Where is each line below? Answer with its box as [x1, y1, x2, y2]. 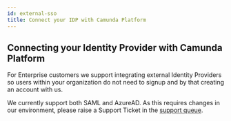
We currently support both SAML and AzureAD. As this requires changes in [7, 99, 221, 107]
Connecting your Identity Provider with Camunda [7, 42, 223, 54]
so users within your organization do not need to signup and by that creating [7, 78, 225, 87]
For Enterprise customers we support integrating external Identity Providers [7, 71, 222, 79]
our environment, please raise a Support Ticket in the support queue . [7, 106, 203, 114]
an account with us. [7, 85, 63, 93]
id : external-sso [7, 10, 57, 17]
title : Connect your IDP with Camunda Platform [7, 16, 147, 23]
